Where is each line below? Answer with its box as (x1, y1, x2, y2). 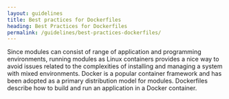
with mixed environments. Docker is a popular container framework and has (7, 70, 222, 78)
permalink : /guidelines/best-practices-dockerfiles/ (7, 29, 162, 36)
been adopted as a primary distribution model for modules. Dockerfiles (7, 76, 208, 85)
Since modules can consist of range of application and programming (7, 48, 201, 56)
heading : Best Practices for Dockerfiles (7, 23, 128, 29)
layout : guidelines (7, 10, 63, 17)
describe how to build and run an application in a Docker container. (7, 84, 197, 92)
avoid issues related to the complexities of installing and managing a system (7, 62, 223, 70)
